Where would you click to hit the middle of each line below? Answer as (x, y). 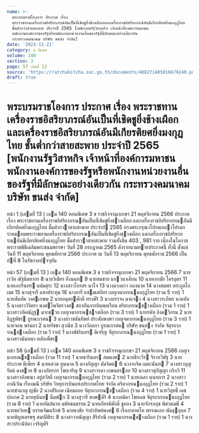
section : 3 (20, 61)
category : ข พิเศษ (27, 50)
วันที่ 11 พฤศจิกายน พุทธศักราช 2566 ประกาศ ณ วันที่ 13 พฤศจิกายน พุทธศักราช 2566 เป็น (97, 254)
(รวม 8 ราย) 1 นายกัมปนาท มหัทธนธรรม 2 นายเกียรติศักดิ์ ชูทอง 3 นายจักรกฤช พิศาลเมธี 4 (95, 404)
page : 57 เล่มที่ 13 (27, 66)
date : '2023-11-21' (31, 45)
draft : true (21, 77)
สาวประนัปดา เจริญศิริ (28, 424)
